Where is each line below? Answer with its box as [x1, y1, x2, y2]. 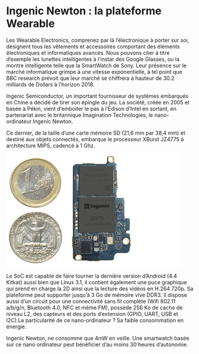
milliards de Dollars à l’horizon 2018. [6, 80, 95, 88]
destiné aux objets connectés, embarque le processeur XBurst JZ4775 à [6, 135, 184, 142]
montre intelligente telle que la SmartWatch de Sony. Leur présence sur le [6, 61, 186, 69]
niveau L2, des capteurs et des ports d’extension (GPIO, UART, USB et [6, 310, 179, 317]
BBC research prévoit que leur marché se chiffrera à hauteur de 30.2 [6, 74, 175, 82]
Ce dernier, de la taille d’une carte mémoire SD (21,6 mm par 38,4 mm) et [6, 129, 186, 136]
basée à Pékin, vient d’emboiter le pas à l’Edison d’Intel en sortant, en [6, 105, 177, 112]
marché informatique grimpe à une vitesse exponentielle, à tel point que [6, 68, 183, 75]
